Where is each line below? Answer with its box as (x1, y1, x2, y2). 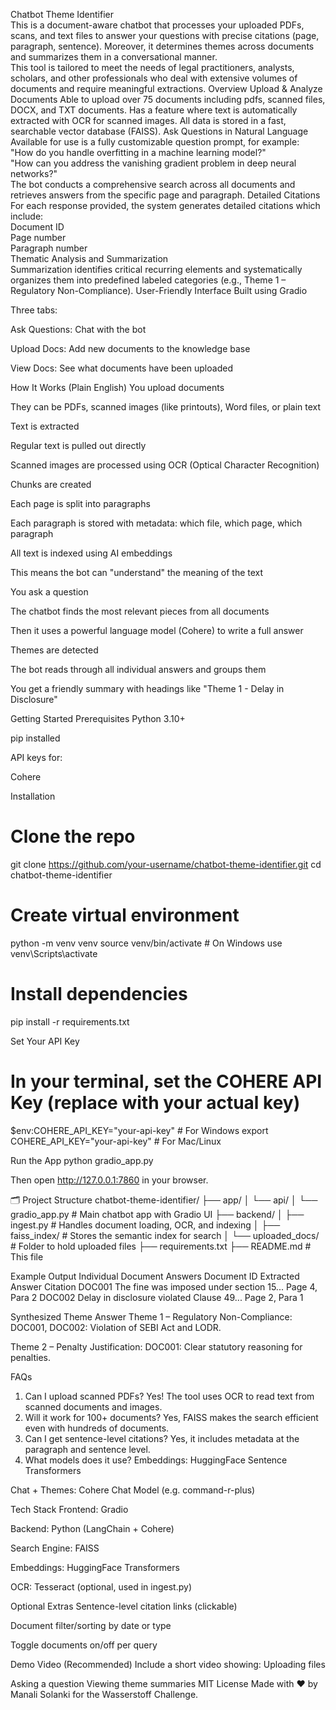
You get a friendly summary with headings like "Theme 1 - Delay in (10, 683, 285, 694)
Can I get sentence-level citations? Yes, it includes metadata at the (24, 1432, 300, 1444)
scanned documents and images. (24, 1400, 163, 1413)
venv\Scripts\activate (10, 947, 98, 959)
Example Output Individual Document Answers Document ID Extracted (10, 1270, 300, 1282)
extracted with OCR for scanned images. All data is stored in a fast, (10, 115, 287, 126)
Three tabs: (10, 304, 58, 316)
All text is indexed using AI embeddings (10, 547, 173, 559)
